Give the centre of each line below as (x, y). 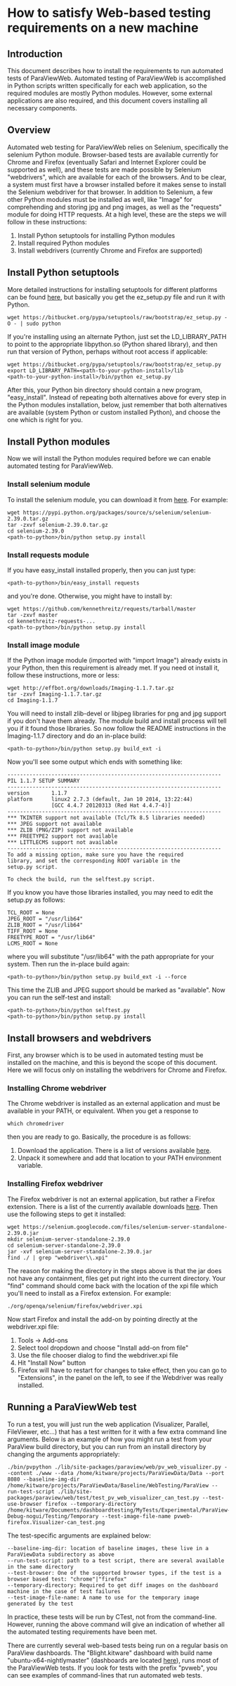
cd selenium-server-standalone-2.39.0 (64, 1245)
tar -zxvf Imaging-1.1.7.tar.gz (54, 694)
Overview (29, 130)
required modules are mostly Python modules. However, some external (110, 93)
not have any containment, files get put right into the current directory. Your (117, 1278)
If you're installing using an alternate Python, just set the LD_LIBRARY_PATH (117, 336)
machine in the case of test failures (64, 1591)
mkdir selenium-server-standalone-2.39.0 (69, 1239)
